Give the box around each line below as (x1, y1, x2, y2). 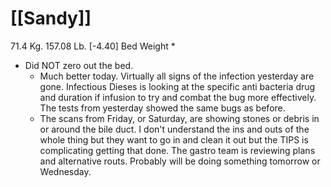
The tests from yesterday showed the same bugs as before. (39, 102, 286, 114)
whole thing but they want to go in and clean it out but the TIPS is (39, 133, 309, 146)
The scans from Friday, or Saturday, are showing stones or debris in (39, 112, 320, 124)
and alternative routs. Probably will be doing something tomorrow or (39, 155, 321, 167)
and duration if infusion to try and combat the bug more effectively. (39, 91, 317, 103)
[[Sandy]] (10, 7, 92, 30)
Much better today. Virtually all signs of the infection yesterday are (39, 70, 315, 82)
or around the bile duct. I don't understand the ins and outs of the (39, 123, 310, 135)
